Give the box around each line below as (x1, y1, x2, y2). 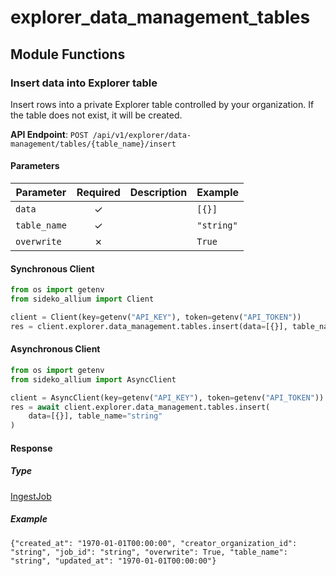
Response (10, 442, 53, 454)
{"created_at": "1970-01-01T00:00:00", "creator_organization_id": (10, 538, 298, 548)
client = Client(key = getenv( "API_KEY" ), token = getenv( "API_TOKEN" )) (10, 312, 302, 323)
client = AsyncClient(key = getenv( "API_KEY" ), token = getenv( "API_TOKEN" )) (10, 392, 325, 403)
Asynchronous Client (10, 343, 101, 355)
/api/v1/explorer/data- (92, 130, 192, 140)
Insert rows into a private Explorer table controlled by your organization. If (10, 98, 315, 110)
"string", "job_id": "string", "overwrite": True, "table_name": (10, 547, 288, 557)
